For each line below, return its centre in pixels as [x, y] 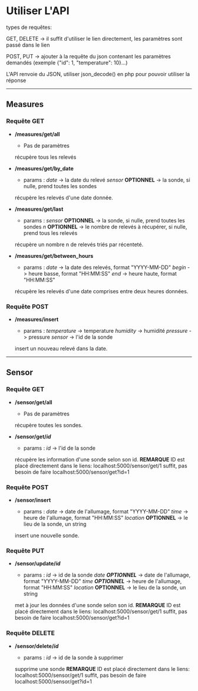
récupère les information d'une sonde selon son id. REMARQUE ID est [100, 459]
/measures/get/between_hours [54, 256]
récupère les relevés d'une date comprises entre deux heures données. [101, 291]
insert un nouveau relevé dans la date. [61, 348]
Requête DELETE [30, 633]
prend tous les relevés [50, 233]
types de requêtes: [29, 27]
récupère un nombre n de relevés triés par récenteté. [79, 244]
